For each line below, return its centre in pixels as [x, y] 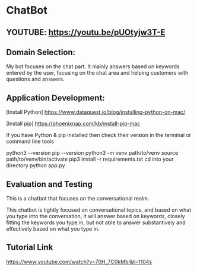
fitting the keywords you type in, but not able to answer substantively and [96, 222]
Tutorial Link [30, 248]
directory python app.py [36, 165]
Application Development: [55, 98]
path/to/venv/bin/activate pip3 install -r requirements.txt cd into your [90, 159]
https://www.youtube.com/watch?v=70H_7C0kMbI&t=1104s [79, 262]
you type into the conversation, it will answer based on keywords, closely [96, 216]
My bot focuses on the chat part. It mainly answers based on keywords [93, 66]
